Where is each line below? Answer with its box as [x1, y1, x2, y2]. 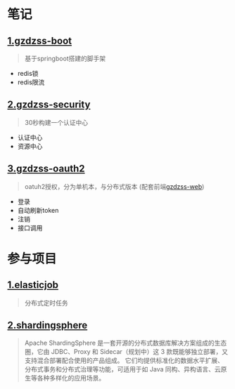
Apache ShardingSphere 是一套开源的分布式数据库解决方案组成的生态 [24, 338, 227, 348]
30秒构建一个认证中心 [24, 118, 89, 126]
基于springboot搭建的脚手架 [24, 54, 106, 62]
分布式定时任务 [24, 298, 68, 307]
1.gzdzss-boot [7, 34, 72, 46]
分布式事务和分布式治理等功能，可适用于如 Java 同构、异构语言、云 [24, 365, 221, 374]
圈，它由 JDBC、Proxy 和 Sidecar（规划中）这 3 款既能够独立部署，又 [24, 348, 229, 356]
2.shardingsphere [7, 319, 88, 331]
